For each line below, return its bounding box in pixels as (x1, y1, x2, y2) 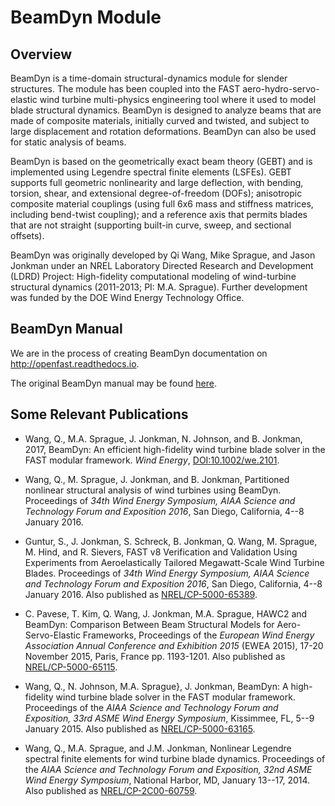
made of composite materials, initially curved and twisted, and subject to (10, 115, 310, 126)
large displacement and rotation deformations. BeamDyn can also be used (10, 126, 317, 137)
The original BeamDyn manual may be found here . (10, 377, 217, 389)
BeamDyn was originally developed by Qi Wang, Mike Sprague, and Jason (10, 249, 316, 261)
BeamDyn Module (10, 6, 162, 29)
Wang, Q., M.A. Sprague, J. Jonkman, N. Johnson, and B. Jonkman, (24, 432, 303, 445)
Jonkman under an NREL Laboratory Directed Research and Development (10, 260, 314, 271)
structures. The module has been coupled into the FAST (10, 83, 241, 95)
